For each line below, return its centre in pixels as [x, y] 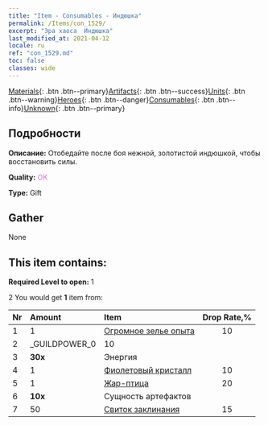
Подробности [45, 134]
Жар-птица [126, 383]
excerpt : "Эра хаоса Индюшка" [61, 31]
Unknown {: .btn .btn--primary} [74, 108]
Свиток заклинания [142, 410]
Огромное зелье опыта [149, 331]
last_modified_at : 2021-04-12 [59, 38]
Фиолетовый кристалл [148, 370]
